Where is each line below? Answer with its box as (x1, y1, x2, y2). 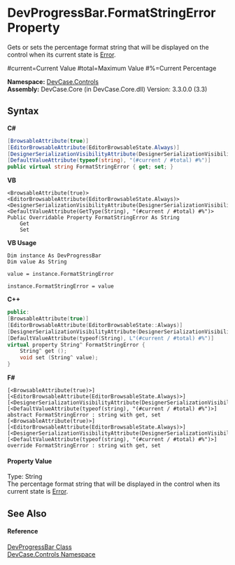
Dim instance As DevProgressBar (7, 252, 101, 260)
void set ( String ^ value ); (20, 354, 99, 361)
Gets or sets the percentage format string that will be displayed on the (7, 43, 209, 51)
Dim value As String (7, 258, 68, 265)
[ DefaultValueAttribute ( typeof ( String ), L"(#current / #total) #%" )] (7, 335, 215, 342)
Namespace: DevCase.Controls (7, 77, 99, 85)
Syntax (7, 105, 39, 117)
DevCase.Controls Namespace (7, 550, 96, 558)
